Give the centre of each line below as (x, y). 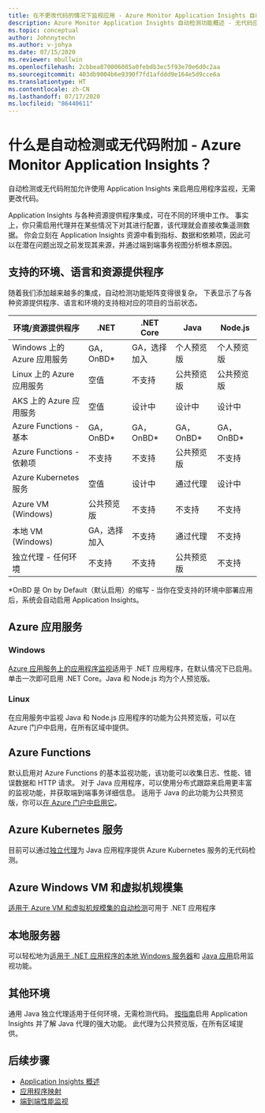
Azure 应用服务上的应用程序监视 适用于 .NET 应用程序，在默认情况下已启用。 (132, 668)
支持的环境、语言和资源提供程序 (86, 273)
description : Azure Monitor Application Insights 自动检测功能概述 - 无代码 (131, 23)
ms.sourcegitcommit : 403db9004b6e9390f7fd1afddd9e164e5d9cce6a (114, 74)
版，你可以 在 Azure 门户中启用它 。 (65, 802)
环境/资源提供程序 (47, 327)
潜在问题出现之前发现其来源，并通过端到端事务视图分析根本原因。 (129, 245)
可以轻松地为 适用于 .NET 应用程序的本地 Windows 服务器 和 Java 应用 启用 (127, 956)
